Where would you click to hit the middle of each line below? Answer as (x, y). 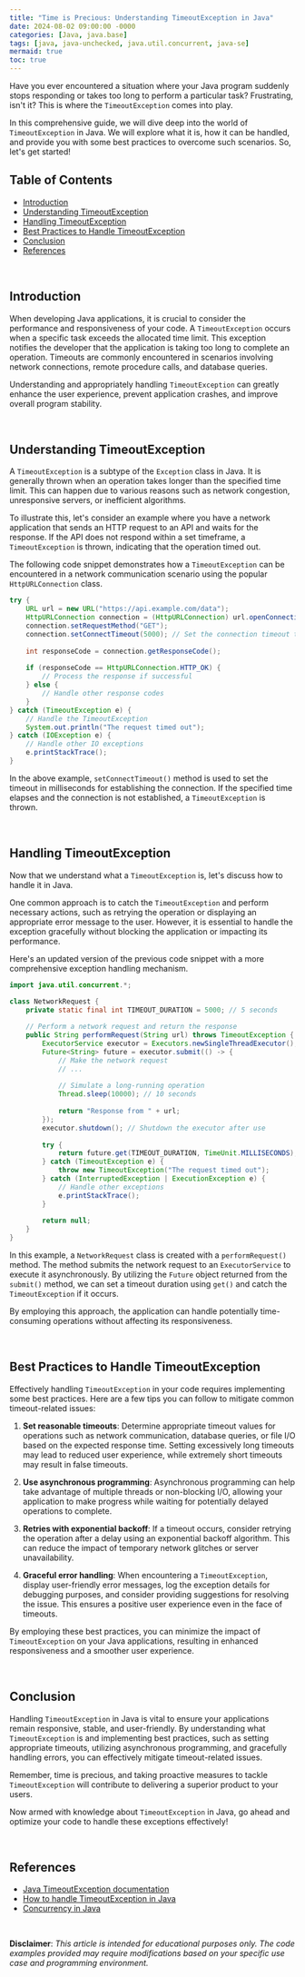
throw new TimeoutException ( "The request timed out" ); (164, 1171)
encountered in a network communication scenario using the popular (138, 574)
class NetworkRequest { (54, 1001)
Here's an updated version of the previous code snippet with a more (137, 958)
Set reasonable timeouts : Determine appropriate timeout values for (149, 1426)
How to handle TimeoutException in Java (99, 1899)
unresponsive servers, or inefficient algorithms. (98, 500)
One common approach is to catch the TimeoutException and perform (139, 902)
